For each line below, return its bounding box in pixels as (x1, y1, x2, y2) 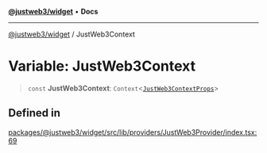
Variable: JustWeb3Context (8, 57, 196, 75)
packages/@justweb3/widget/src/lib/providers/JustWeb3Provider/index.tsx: (8, 127, 257, 137)
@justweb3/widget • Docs (8, 7, 99, 16)
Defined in (8, 106, 61, 120)
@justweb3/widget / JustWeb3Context (8, 29, 135, 39)
